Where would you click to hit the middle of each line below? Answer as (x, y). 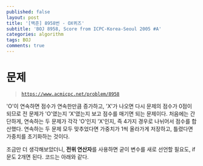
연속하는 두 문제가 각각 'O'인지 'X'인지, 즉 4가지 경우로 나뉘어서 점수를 (107, 121)
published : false (28, 12)
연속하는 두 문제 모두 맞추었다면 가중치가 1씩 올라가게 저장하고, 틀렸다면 (108, 128)
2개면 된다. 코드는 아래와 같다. (53, 157)
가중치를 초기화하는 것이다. (38, 136)
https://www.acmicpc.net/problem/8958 (70, 94)
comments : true (26, 46)
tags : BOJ (19, 40)
